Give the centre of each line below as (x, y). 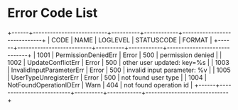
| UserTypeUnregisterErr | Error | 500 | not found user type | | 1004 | (107, 77)
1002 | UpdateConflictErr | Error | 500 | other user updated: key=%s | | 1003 (118, 62)
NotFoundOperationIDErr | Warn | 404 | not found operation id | (100, 85)
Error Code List (53, 13)
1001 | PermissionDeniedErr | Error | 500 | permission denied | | (129, 55)
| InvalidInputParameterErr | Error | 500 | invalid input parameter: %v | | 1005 (119, 70)
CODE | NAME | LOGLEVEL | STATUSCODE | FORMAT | (132, 39)
